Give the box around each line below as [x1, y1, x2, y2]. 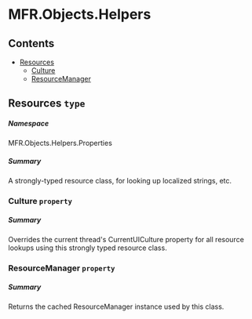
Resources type [8, 96, 86, 111]
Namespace [8, 118, 49, 128]
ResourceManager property [8, 263, 115, 274]
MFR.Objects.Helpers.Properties [8, 139, 112, 148]
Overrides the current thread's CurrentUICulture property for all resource [8, 235, 245, 245]
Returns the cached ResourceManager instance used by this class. [8, 302, 225, 311]
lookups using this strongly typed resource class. [8, 243, 167, 252]
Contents [8, 37, 55, 50]
